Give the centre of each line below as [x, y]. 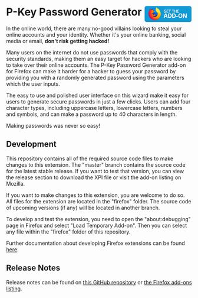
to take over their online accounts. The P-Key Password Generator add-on [96, 65]
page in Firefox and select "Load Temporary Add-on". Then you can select [97, 225]
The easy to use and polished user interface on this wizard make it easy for [98, 95]
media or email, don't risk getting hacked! [58, 41]
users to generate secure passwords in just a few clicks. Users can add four [98, 101]
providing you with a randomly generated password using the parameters [95, 77]
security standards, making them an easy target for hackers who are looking [99, 59]
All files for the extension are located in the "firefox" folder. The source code [99, 201]
